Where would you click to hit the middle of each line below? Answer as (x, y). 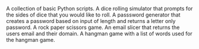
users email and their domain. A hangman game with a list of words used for (99, 34)
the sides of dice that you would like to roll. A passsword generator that (93, 15)
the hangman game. (31, 40)
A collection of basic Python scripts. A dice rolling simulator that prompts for (99, 9)
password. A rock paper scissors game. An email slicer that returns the (93, 27)
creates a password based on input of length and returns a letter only (91, 21)
